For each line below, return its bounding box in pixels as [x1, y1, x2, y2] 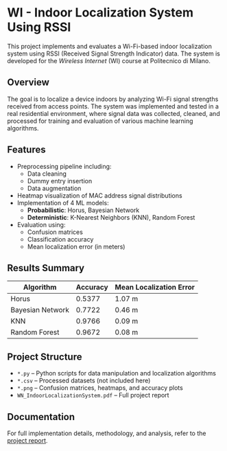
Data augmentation [27, 184, 82, 192]
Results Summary [7, 262, 85, 274]
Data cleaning [27, 170, 67, 178]
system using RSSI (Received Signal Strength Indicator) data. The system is [7, 49, 221, 58]
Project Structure [7, 351, 82, 362]
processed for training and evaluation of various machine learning [7, 117, 193, 125]
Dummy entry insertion [27, 176, 93, 185]
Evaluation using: [16, 220, 66, 229]
